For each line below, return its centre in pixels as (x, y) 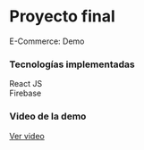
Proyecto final (63, 17)
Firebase (25, 93)
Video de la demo (48, 116)
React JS (26, 84)
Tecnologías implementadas (72, 64)
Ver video (27, 136)
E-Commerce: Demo (47, 41)
